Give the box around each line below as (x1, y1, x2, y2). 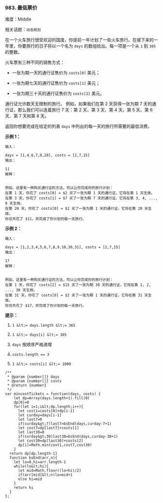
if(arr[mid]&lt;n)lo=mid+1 (17, 472, 73, 478)
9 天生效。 (5, 201, 24, 206)
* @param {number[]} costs (7, 379, 62, 384)
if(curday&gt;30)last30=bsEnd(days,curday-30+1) (17, 434, 118, 439)
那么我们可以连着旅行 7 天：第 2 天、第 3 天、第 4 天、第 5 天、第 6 (17, 107, 153, 113)
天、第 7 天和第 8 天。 (5, 113, 49, 119)
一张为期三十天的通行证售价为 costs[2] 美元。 (12, 91, 104, 96)
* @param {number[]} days (7, 374, 60, 379)
